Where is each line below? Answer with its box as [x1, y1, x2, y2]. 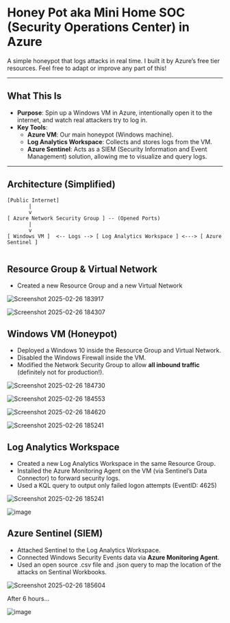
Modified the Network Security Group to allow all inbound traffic [16, 361, 200, 369]
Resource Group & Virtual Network [7, 263, 157, 275]
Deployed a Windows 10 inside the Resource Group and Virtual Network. [16, 346, 222, 355]
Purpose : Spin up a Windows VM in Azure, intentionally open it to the [16, 108, 213, 117]
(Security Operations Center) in [7, 19, 190, 35]
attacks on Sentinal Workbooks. [16, 567, 107, 576]
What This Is [7, 91, 62, 102]
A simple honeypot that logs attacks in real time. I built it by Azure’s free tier [7, 56, 220, 64]
